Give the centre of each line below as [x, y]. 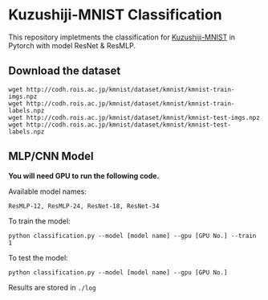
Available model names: [47, 191]
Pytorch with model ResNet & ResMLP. [72, 45]
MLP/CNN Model [51, 156]
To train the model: [39, 221]
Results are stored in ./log [52, 287]
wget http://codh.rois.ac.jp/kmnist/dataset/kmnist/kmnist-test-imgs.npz [134, 117]
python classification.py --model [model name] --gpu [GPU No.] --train [132, 236]
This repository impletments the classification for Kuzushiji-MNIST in [122, 37]
